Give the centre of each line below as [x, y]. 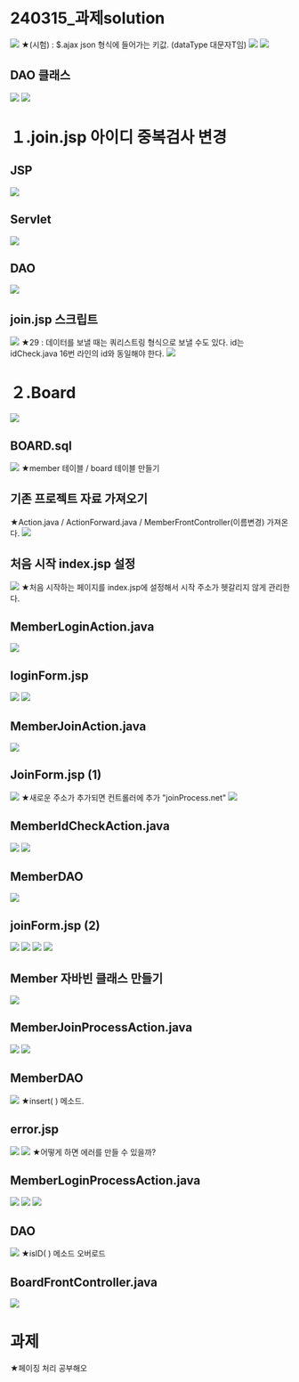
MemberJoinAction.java [78, 726]
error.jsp [35, 1130]
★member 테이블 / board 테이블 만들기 [90, 467]
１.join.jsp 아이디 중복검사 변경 [119, 137]
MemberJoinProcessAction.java [101, 1028]
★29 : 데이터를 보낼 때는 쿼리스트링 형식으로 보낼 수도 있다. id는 [133, 343]
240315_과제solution [88, 18]
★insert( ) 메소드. [53, 1101]
